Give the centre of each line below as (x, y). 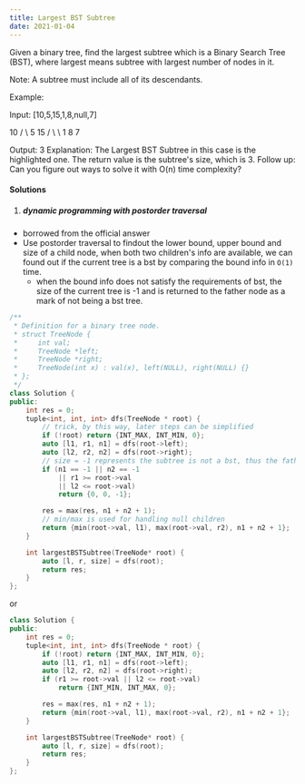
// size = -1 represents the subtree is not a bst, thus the (160, 461)
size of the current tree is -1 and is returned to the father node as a (161, 291)
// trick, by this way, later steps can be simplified (148, 427)
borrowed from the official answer (86, 233)
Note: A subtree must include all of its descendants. (106, 79)
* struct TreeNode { (52, 334)
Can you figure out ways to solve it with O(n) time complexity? (126, 169)
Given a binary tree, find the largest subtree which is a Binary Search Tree (148, 52)
